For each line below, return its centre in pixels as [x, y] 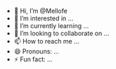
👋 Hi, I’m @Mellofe [41, 11]
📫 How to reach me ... [46, 41]
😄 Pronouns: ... [37, 51]
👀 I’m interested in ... [44, 18]
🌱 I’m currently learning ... [51, 26]
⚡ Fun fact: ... [33, 59]
